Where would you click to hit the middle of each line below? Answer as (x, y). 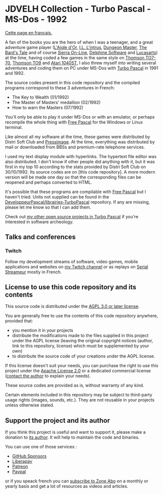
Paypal (19, 472)
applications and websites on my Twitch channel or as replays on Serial (77, 266)
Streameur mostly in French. (33, 272)
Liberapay (22, 461)
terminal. (14, 127)
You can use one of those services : (41, 447)
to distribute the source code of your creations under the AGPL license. (83, 356)
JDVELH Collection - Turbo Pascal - (78, 9)
